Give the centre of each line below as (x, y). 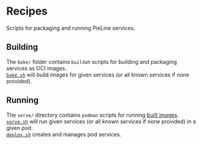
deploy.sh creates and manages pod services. (64, 134)
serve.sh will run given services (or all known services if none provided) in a (101, 121)
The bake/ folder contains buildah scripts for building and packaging (92, 61)
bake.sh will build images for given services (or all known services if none (98, 75)
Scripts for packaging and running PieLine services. (71, 28)
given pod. (20, 128)
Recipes (27, 11)
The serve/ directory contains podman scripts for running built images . (93, 115)
